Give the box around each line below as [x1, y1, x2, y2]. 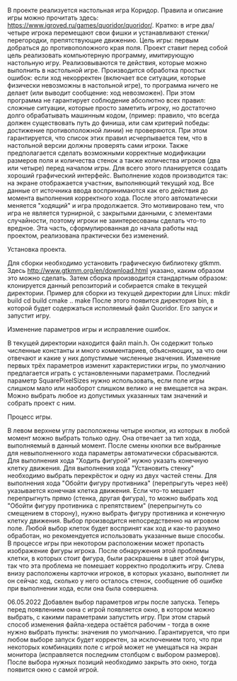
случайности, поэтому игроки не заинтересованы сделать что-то [7, 216, 207, 225]
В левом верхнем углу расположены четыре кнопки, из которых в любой [7, 426, 230, 434]
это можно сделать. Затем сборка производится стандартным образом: [7, 274, 228, 282]
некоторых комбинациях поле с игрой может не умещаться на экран [7, 643, 218, 651]
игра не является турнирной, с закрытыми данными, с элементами [7, 209, 212, 217]
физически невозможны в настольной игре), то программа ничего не [7, 81, 219, 89]
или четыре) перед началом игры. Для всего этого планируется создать [7, 164, 228, 172]
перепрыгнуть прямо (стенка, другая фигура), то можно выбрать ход [7, 494, 218, 502]
